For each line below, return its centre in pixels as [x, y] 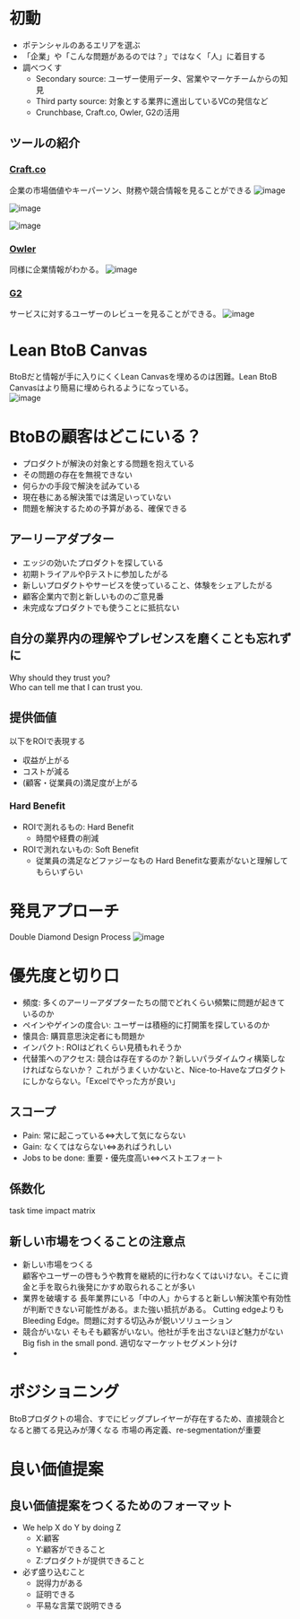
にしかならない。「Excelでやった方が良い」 [101, 1081]
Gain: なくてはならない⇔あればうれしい [97, 1146]
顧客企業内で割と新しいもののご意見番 [93, 596]
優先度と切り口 [64, 976]
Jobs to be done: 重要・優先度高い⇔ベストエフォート [123, 1158]
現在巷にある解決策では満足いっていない [97, 497]
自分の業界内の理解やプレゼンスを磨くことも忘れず [150, 639]
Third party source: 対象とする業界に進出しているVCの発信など [152, 101]
